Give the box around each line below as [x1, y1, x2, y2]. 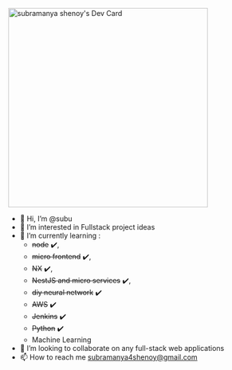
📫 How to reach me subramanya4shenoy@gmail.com [19, 352, 198, 362]
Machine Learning [31, 335, 92, 344]
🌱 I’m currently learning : [19, 231, 101, 240]
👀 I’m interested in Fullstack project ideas [19, 222, 155, 231]
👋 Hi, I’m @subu [19, 214, 73, 223]
